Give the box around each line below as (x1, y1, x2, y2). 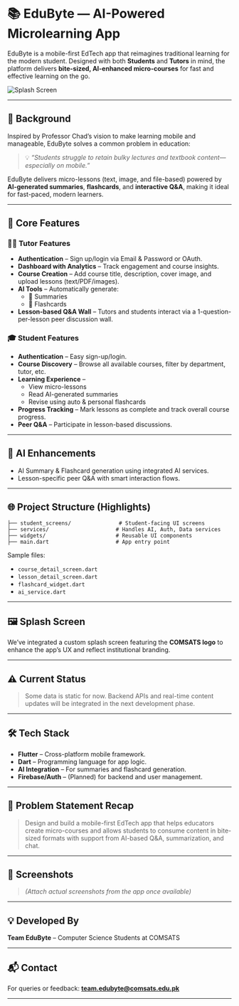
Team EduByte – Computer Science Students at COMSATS (7, 933, 180, 942)
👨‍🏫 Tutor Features (7, 239, 71, 249)
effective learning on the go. (7, 72, 90, 80)
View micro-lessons (28, 382, 87, 391)
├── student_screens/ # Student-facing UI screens (7, 520, 205, 527)
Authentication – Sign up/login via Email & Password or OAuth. (17, 255, 203, 263)
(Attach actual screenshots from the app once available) (24, 887, 192, 896)
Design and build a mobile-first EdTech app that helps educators (24, 818, 215, 827)
